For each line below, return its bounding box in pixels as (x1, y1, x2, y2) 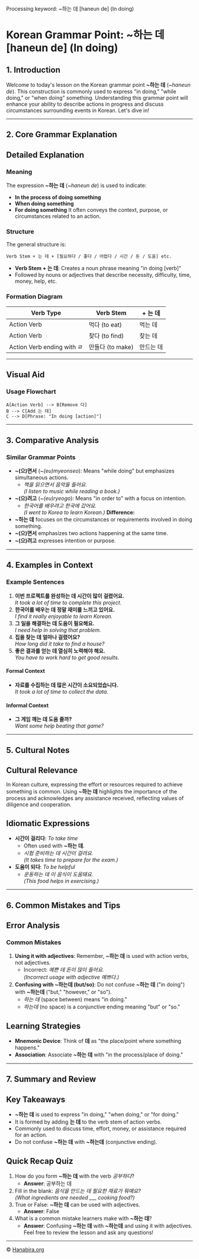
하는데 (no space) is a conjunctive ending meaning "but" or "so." (23, 1003, 181, 1011)
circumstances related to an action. (14, 213, 101, 220)
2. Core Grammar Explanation (6, 129, 117, 140)
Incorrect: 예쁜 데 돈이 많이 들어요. (23, 966, 104, 973)
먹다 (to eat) (88, 320, 123, 328)
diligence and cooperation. (6, 801, 72, 808)
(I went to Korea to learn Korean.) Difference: (23, 509, 135, 516)
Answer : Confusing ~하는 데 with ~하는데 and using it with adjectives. (23, 1222, 192, 1229)
